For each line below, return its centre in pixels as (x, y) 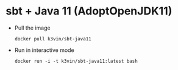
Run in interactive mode (44, 50)
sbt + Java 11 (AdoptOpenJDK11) (89, 11)
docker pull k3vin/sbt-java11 (53, 39)
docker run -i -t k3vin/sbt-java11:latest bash (76, 61)
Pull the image (32, 28)
